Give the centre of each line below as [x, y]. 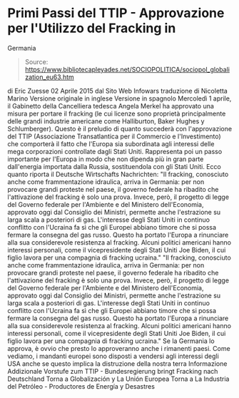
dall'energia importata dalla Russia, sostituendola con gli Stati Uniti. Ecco [114, 166]
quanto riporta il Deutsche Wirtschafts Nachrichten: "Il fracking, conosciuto [118, 174]
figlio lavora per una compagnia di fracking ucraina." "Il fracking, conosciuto [119, 257]
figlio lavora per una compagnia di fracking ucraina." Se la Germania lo [111, 341]
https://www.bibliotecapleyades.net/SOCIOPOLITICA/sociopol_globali [127, 69]
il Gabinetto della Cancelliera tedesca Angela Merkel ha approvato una [111, 106]
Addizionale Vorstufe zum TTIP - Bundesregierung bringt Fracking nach [113, 371]
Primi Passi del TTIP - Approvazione [116, 13]
